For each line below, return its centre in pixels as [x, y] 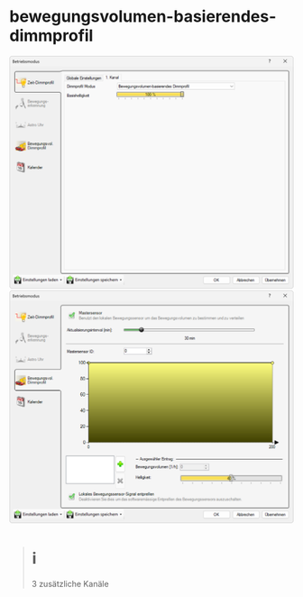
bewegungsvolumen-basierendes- [143, 17]
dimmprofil [51, 36]
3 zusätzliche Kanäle [70, 583]
